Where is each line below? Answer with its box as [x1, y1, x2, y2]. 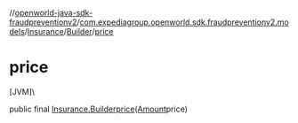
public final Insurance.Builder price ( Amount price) [9, 104, 189, 114]
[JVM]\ [9, 86, 36, 96]
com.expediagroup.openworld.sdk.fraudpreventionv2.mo [79, 17, 289, 27]
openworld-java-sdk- [14, 8, 93, 18]
